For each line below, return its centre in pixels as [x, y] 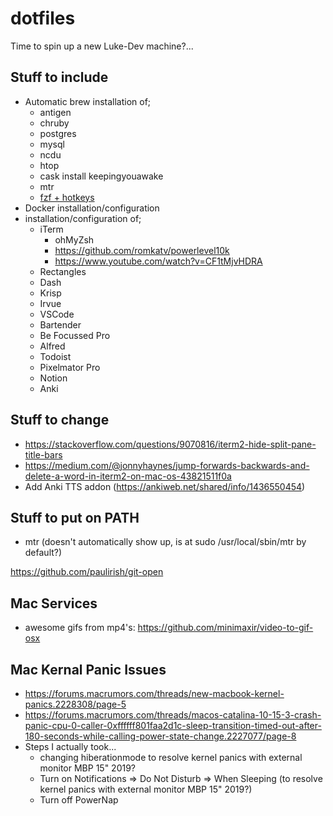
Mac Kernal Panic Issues [88, 669]
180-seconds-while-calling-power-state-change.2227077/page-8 [160, 736]
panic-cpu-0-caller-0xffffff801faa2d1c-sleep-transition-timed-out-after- [173, 725]
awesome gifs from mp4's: [80, 628]
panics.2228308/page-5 [75, 704]
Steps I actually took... [70, 746]
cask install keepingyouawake [101, 176]
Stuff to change [60, 420]
